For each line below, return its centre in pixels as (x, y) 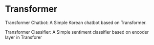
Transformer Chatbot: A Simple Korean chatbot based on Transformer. (76, 22)
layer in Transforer (24, 37)
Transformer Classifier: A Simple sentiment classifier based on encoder (77, 32)
